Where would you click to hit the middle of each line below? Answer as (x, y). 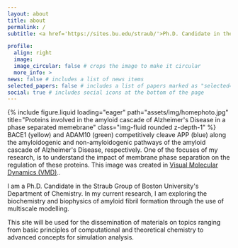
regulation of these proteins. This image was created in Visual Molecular (113, 165)
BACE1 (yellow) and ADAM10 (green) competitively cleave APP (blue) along (117, 135)
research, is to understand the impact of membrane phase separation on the (119, 158)
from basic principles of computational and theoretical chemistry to (106, 230)
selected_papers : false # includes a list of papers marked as (103, 85)
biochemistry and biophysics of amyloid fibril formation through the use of (116, 201)
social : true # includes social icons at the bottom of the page (106, 93)
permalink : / (27, 27)
